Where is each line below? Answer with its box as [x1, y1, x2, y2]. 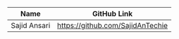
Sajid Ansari [11, 21, 51, 30]
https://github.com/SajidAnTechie [57, 21, 168, 30]
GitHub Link [92, 9, 133, 18]
